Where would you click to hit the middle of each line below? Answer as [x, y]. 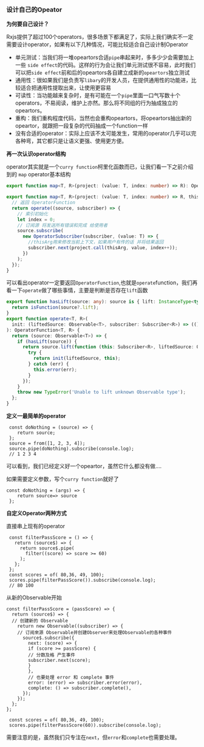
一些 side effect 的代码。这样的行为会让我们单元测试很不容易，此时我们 [105, 65]
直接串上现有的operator [36, 526]
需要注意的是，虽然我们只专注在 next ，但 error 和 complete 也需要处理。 [93, 737]
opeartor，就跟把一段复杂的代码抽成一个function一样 [81, 126]
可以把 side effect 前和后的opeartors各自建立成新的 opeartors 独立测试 [102, 73]
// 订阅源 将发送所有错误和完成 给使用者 [63, 225]
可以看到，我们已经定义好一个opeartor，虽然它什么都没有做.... [84, 466]
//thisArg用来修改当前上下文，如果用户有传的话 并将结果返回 [96, 242]
